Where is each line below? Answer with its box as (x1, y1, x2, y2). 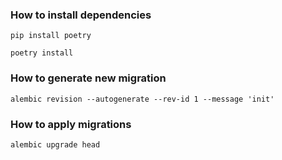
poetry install (10, 48, 74, 58)
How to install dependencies (10, 8, 152, 22)
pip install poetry (10, 31, 92, 41)
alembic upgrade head (10, 139, 101, 150)
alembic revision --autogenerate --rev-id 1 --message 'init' (10, 94, 275, 104)
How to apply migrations (10, 117, 132, 131)
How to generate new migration (10, 71, 167, 85)
